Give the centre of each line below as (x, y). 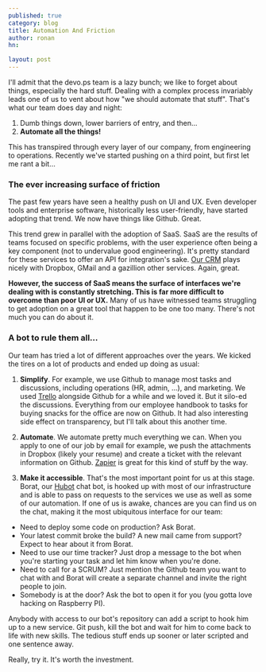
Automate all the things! (60, 131)
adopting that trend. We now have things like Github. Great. (105, 219)
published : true (35, 16)
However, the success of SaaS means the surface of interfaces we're (125, 283)
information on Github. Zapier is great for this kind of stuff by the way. (134, 462)
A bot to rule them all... (53, 338)
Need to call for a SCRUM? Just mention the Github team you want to (133, 569)
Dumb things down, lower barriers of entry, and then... (108, 123)
